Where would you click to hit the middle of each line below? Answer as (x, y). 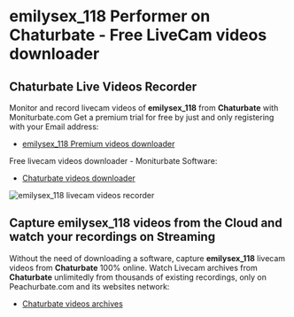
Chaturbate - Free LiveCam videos (138, 35)
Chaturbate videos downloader (78, 178)
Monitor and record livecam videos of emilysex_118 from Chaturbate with (144, 108)
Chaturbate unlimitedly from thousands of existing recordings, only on (138, 277)
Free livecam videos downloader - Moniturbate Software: (113, 161)
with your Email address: (54, 127)
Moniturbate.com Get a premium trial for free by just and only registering (142, 117)
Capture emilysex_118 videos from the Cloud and (146, 223)
